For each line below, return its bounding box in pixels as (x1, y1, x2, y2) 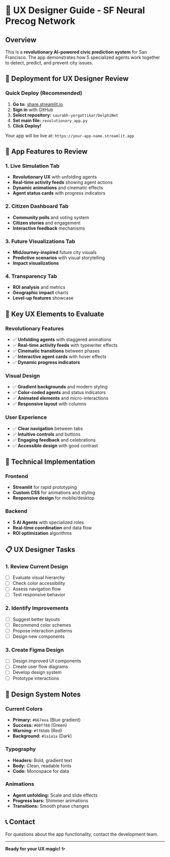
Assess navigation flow (12, 586, 61, 592)
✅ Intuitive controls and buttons (12, 431, 81, 437)
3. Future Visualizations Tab (5, 238, 75, 245)
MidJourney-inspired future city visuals (12, 249, 97, 255)
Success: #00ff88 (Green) (12, 722, 67, 728)
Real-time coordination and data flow (12, 524, 92, 530)
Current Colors (5, 705, 43, 712)
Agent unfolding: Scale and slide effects (12, 792, 98, 798)
